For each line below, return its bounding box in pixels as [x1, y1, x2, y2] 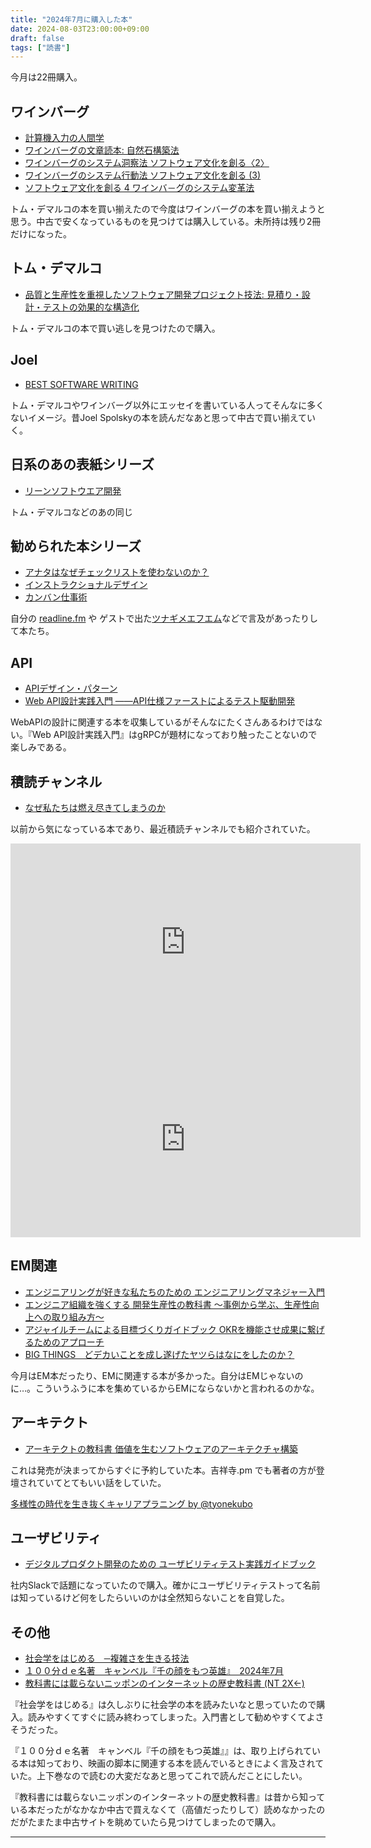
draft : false [10, 33, 65, 43]
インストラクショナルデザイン [24, 579, 148, 591]
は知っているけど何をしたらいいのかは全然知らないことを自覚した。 [10, 1592, 290, 1604]
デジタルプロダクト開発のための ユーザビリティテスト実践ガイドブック [24, 1558, 317, 1570]
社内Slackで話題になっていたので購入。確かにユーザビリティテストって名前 [10, 1579, 321, 1591]
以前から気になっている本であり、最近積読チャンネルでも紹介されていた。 [10, 822, 316, 835]
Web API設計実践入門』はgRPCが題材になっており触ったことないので [31, 729, 318, 741]
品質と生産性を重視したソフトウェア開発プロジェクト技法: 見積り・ [24, 288, 302, 300]
